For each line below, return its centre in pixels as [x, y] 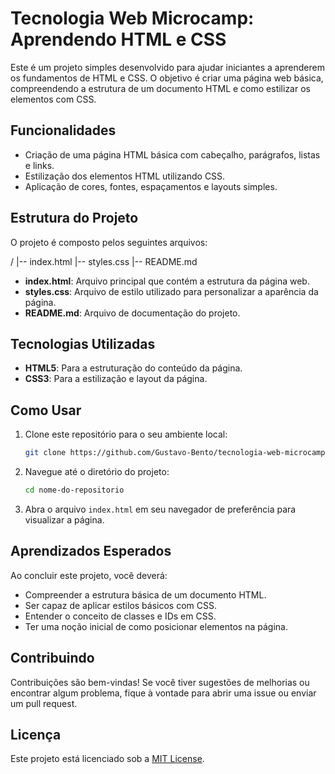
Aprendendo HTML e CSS [118, 39]
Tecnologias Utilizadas [83, 343]
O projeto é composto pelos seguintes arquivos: [109, 242]
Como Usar [46, 410]
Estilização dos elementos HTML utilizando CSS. [125, 176]
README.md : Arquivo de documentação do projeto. [132, 313]
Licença [36, 734]
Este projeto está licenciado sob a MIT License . [107, 759]
